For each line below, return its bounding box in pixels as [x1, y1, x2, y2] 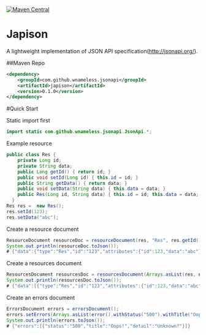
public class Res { [6, 152, 56, 158]
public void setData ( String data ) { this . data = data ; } [17, 186, 166, 192]
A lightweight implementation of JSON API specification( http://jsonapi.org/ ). [6, 47, 198, 55]
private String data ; [17, 163, 72, 169]
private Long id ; [17, 157, 62, 164]
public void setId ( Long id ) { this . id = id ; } [17, 175, 139, 181]
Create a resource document [6, 225, 79, 233]
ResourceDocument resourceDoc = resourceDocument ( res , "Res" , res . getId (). [6, 237, 204, 243]
